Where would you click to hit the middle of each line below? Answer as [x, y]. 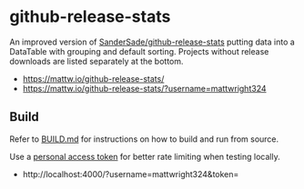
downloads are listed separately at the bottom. [96, 61]
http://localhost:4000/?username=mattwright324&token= [131, 174]
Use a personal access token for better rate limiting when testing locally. [145, 156]
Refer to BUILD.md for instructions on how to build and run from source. [144, 139]
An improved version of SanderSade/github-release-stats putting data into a [152, 42]
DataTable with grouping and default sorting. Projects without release [139, 51]
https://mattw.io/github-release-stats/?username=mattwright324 [144, 88]
